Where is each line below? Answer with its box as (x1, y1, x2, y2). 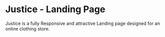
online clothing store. (5, 25, 50, 31)
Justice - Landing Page (5, 4, 106, 15)
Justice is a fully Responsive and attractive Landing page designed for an (5, 20, 160, 26)
